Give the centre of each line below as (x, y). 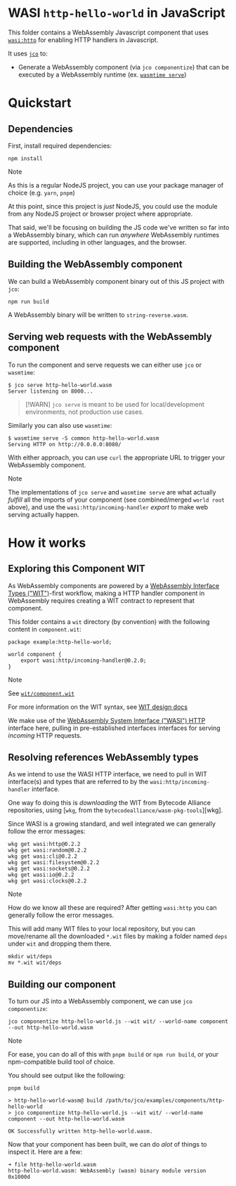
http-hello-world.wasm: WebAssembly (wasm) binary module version (107, 1171)
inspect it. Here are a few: (45, 1152)
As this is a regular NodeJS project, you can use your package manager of (116, 185)
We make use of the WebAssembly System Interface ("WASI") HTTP (107, 720)
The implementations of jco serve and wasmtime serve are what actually (112, 492)
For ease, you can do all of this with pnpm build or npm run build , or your (113, 1055)
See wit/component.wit (41, 693)
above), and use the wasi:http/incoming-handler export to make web (108, 507)
